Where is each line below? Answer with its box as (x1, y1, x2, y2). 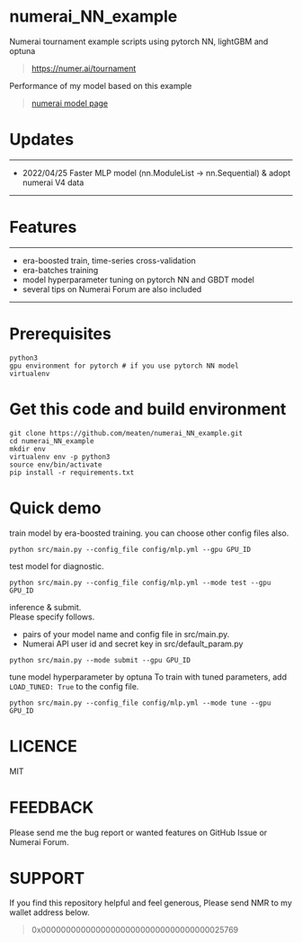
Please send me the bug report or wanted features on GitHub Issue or (9, 827, 268, 838)
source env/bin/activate (9, 460, 102, 469)
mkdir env (9, 444, 47, 453)
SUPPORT (9, 867, 85, 888)
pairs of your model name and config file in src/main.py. (22, 628, 230, 639)
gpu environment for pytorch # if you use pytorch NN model (9, 361, 240, 370)
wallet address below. (9, 907, 90, 918)
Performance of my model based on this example (9, 80, 192, 91)
